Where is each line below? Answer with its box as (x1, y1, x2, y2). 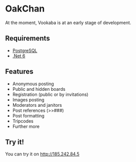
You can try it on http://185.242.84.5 (5, 151, 80, 157)
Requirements (5, 34, 50, 43)
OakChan (5, 3, 45, 15)
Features (5, 67, 33, 76)
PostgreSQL (12, 47, 37, 53)
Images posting (12, 96, 44, 103)
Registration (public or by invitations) (12, 91, 88, 97)
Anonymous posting (12, 81, 54, 87)
